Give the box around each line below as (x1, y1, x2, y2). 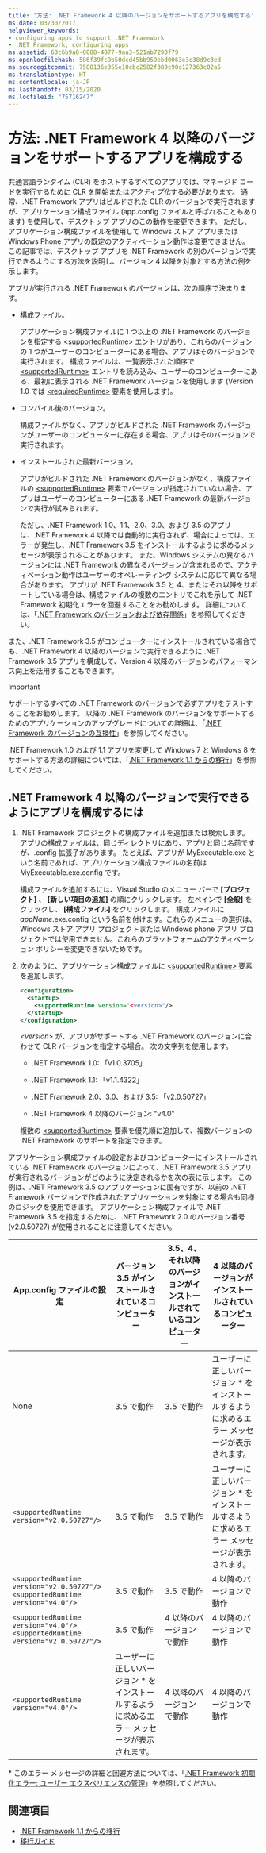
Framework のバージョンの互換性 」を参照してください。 (8, 728, 192, 738)
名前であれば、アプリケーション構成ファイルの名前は (33, 858, 207, 867)
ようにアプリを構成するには (8, 805, 144, 819)
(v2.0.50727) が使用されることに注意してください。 (8, 1222, 177, 1231)
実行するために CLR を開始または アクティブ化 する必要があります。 (21, 187, 240, 197)
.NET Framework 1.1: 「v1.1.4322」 (31, 1075, 144, 1084)
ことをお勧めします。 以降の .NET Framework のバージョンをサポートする (14, 708, 256, 718)
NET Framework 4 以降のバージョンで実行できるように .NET (23, 646, 220, 656)
